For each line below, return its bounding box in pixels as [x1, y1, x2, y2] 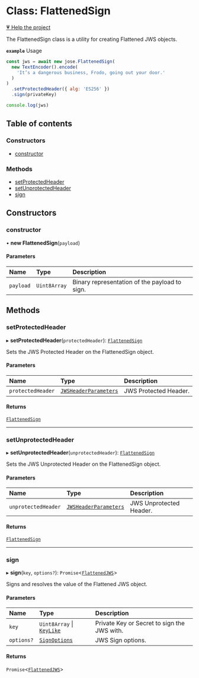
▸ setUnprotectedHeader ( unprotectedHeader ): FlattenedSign [6, 449, 155, 456]
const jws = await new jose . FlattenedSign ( [6, 58, 115, 65]
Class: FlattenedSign [6, 4, 111, 18]
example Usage [6, 47, 43, 54]
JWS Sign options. [95, 636, 147, 644]
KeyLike [39, 627, 61, 634]
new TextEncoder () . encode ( [11, 64, 78, 70]
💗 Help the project [6, 24, 51, 31]
